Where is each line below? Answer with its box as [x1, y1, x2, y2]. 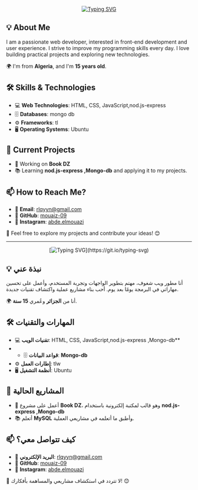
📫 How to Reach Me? [6, 187, 87, 197]
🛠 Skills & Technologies [6, 83, 96, 93]
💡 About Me [6, 22, 51, 32]
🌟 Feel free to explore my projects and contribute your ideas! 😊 [6, 230, 160, 237]
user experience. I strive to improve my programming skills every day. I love [6, 44, 190, 51]
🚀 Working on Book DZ [14, 160, 71, 167]
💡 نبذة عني [6, 264, 42, 274]
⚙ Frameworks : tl [14, 119, 58, 126]
